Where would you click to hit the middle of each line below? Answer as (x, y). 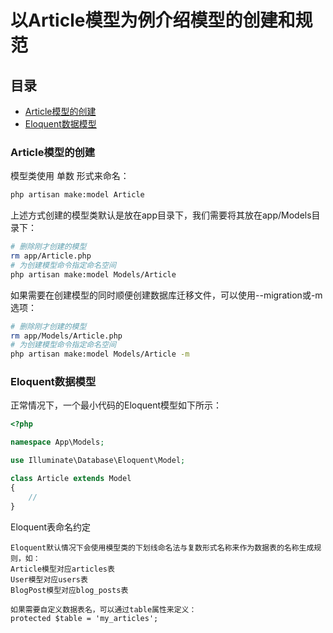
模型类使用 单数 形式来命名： (70, 176)
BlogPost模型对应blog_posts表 (69, 590)
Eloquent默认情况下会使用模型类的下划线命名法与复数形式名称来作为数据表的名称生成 (162, 547)
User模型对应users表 (49, 579)
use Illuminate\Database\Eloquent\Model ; (98, 461)
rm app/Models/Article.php (66, 336)
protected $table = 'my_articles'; (84, 618)
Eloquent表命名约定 (51, 527)
